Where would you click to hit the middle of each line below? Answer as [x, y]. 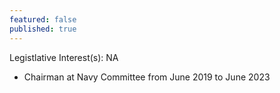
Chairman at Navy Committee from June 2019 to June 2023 [147, 77]
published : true [43, 29]
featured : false [43, 19]
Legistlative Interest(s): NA [64, 57]
